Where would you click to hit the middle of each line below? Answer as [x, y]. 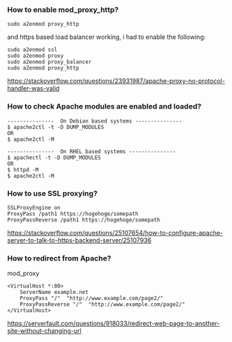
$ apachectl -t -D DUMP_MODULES [54, 157]
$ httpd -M [23, 170]
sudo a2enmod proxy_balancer [49, 62]
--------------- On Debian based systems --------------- [95, 121]
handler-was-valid [33, 88]
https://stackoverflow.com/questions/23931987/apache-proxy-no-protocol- [116, 81]
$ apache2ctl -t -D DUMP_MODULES [56, 127]
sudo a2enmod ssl [32, 50]
